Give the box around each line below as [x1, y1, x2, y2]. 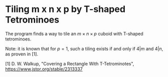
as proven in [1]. [5, 51, 39, 57]
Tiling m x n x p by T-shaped [5, 3, 126, 15]
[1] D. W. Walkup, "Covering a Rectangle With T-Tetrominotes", [5, 60, 134, 66]
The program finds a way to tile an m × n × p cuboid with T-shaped [5, 30, 143, 36]
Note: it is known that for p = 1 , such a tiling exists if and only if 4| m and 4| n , [5, 45, 163, 51]
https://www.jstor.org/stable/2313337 [5, 66, 83, 72]
